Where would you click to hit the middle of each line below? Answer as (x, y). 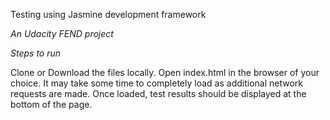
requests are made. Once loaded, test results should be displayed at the (158, 93)
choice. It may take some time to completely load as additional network (156, 83)
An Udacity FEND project (62, 33)
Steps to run (36, 53)
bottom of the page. (51, 104)
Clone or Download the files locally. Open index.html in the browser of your (165, 72)
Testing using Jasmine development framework (108, 14)
